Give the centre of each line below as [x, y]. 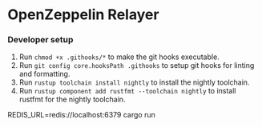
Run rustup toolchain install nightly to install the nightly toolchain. [134, 82]
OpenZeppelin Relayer [83, 15]
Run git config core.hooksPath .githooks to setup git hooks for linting [137, 65]
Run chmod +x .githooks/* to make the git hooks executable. [119, 57]
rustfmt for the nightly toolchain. [72, 99]
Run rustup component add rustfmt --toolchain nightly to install [127, 91]
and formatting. [44, 74]
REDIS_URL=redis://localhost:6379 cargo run [81, 115]
